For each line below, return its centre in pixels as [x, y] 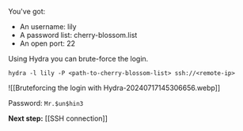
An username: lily [48, 26]
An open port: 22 [47, 43]
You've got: [27, 11]
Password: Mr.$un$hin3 [46, 103]
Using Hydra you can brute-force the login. [78, 59]
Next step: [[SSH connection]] [58, 118]
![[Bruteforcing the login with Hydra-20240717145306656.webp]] [114, 88]
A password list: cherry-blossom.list [78, 35]
